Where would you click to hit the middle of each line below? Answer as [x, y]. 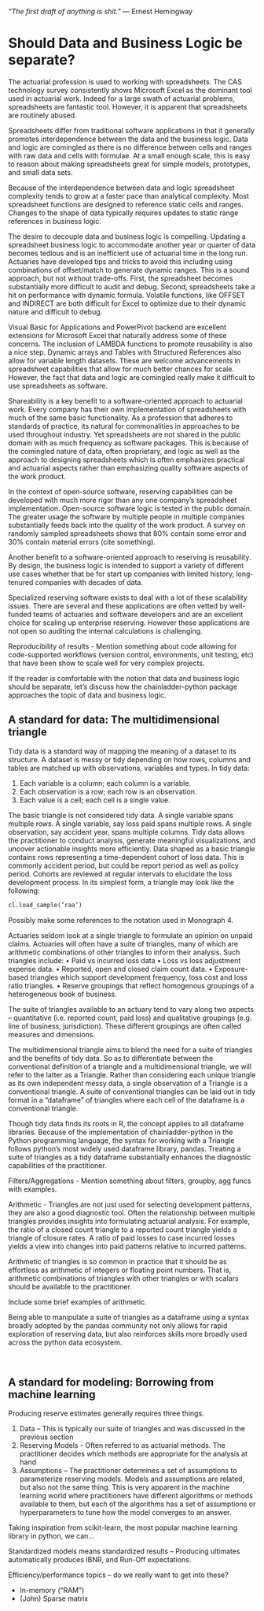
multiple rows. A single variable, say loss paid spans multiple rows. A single [130, 824]
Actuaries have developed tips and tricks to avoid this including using [121, 261]
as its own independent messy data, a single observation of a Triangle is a [128, 1083]
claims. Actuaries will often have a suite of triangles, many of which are [123, 943]
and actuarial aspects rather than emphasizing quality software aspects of [128, 467]
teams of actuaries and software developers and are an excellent [138, 614]
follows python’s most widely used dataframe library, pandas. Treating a [125, 1148]
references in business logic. [55, 221]
